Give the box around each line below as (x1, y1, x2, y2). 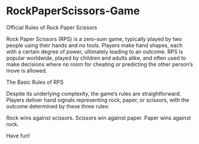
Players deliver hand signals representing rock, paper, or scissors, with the (6, 96, 189, 104)
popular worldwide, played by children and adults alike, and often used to (6, 54, 186, 61)
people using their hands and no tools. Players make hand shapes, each (6, 42, 183, 49)
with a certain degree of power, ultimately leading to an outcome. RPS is (6, 48, 184, 55)
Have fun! (6, 132, 30, 139)
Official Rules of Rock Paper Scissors (6, 24, 97, 31)
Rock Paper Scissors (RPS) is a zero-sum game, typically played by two (6, 35, 182, 42)
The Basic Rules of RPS (6, 79, 64, 86)
